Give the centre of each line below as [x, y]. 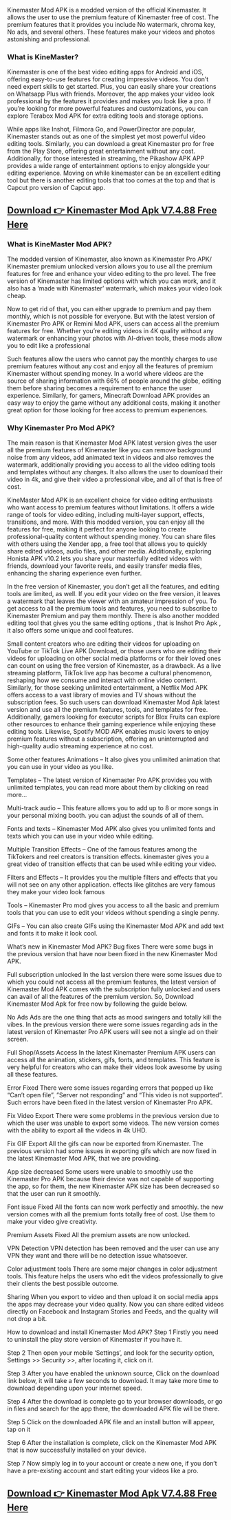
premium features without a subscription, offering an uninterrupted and [108, 739]
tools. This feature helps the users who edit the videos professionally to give [115, 1276]
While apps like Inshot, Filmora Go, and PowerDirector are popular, [101, 129]
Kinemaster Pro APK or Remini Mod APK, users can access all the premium [113, 324]
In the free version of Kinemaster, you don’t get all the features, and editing [113, 587]
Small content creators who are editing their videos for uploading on [104, 644]
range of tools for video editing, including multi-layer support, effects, [106, 515]
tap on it [19, 1429]
